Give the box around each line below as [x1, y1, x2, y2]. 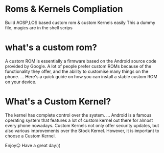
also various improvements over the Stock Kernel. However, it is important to [5, 128, 160, 133]
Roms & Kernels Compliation [5, 3, 123, 15]
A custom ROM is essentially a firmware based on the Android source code [5, 58, 157, 64]
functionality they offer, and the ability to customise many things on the [5, 68, 148, 74]
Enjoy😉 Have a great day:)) [5, 142, 61, 148]
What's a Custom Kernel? [5, 96, 111, 107]
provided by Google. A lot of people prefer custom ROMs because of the [5, 63, 152, 69]
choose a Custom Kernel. [5, 133, 56, 139]
